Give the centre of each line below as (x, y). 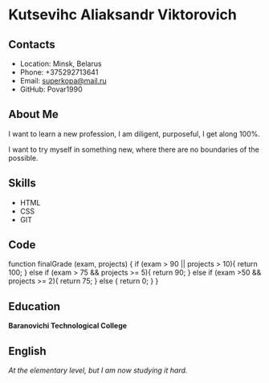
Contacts (32, 45)
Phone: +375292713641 (59, 72)
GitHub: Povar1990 (51, 89)
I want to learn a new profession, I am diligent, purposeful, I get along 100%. (134, 133)
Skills (22, 183)
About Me (33, 114)
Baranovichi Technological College (67, 326)
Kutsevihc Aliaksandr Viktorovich (122, 15)
